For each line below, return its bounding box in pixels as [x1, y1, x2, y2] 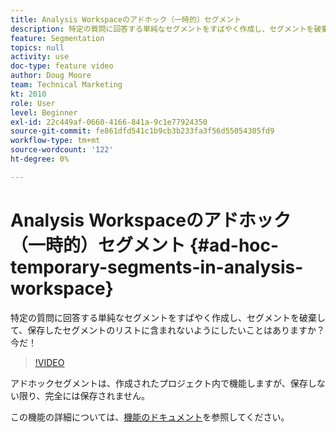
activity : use [10, 52, 70, 62]
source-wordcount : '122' [10, 145, 114, 155]
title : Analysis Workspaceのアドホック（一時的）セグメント [10, 14, 242, 25]
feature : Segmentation [10, 33, 105, 43]
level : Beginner [10, 107, 78, 118]
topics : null [10, 42, 65, 53]
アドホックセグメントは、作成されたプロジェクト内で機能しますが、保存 [10, 377, 308, 389]
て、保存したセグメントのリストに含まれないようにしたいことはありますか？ [10, 324, 326, 336]
